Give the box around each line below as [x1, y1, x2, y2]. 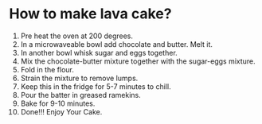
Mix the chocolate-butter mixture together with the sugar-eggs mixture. [20, 56, 256, 66]
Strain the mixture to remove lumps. [20, 73, 139, 83]
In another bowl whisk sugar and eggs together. [20, 48, 178, 57]
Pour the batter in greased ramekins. [20, 90, 142, 99]
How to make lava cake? [9, 5, 172, 23]
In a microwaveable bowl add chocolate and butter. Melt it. [20, 39, 213, 48]
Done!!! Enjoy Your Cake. [20, 107, 103, 116]
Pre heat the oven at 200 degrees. [20, 31, 134, 41]
